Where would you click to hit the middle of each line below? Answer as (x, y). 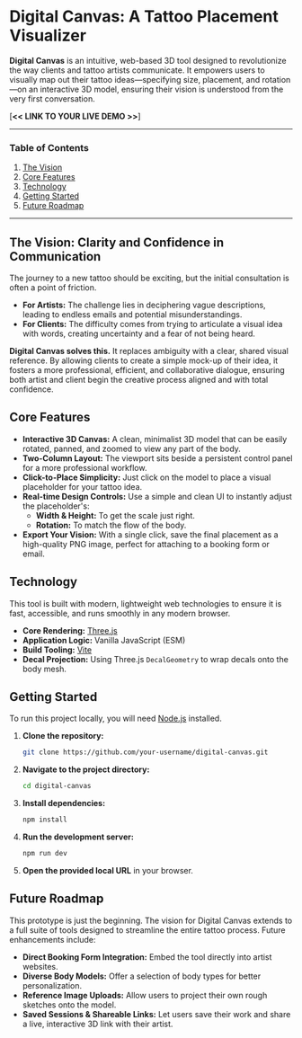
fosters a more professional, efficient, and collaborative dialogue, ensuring (147, 370)
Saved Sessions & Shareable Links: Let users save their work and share (156, 1014)
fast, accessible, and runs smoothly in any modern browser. (120, 613)
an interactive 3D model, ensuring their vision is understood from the (156, 89)
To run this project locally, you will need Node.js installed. (115, 719)
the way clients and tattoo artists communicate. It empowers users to (137, 70)
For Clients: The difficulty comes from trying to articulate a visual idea (152, 324)
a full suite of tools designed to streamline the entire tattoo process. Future (147, 930)
